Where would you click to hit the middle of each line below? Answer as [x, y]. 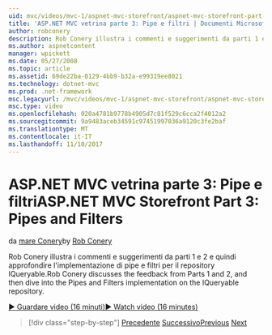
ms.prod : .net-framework [50, 91]
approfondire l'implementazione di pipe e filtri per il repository [112, 265]
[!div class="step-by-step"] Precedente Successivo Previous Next [137, 323]
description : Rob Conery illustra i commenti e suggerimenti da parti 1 [134, 39]
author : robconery [39, 31]
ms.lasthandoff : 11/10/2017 [56, 144]
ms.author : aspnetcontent [52, 46]
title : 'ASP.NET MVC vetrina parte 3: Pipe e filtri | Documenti [121, 24]
